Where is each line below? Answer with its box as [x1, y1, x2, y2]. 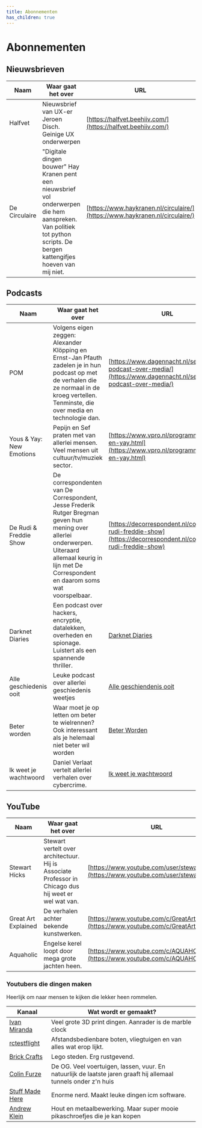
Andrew [9, 1105, 32, 1113]
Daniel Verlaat [53, 758, 93, 767]
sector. [53, 461, 73, 469]
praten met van [53, 431, 96, 439]
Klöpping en [53, 346, 87, 355]
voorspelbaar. [53, 591, 92, 600]
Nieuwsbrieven [6, 64, 65, 75]
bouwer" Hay [41, 162, 80, 170]
